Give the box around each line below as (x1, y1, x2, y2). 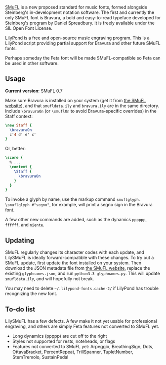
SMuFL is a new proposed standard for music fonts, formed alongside (5, 4, 147, 10)
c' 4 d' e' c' (9, 132, 37, 137)
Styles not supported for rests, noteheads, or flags (12, 338, 115, 344)
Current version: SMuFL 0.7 (5, 88, 63, 94)
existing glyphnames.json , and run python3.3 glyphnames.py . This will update (5, 270, 160, 277)
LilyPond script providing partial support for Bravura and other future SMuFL (5, 40, 161, 46)
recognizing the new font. (5, 291, 58, 297)
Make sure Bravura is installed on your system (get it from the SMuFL (5, 97, 146, 103)
